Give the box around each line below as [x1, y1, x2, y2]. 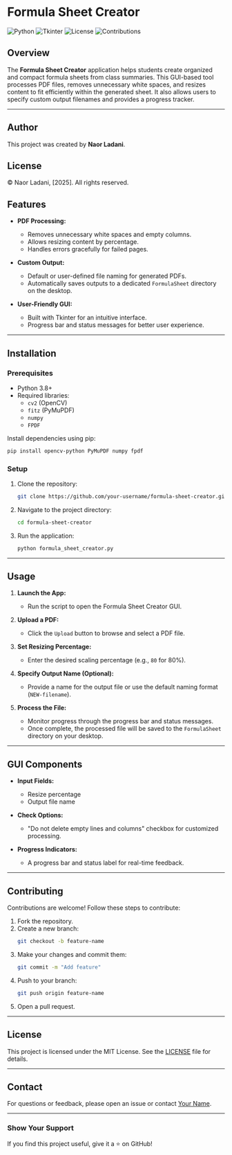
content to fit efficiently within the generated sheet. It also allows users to [7, 87, 216, 96]
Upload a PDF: [17, 616, 59, 624]
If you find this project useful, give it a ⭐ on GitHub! [7, 1139, 153, 1147]
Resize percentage [27, 791, 81, 799]
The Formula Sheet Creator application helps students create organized [7, 65, 213, 73]
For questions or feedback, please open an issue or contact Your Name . [7, 1100, 212, 1108]
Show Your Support [7, 1123, 74, 1133]
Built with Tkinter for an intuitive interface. [27, 313, 147, 322]
